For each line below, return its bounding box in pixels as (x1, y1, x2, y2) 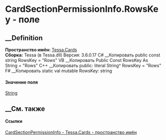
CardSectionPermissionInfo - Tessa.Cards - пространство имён (5, 129, 137, 135)
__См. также (5, 104, 46, 113)
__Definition (5, 34, 43, 42)
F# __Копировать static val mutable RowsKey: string (5, 68, 112, 74)
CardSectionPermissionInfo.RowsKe (5, 3, 159, 15)
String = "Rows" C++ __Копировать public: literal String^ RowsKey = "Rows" (5, 63, 162, 68)
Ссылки (5, 118, 23, 124)
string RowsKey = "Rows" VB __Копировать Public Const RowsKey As (5, 57, 149, 63)
